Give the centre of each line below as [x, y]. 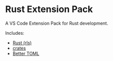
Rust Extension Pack [49, 9]
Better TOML [26, 53]
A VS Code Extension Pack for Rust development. [57, 23]
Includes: [15, 33]
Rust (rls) [22, 43]
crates [19, 48]
